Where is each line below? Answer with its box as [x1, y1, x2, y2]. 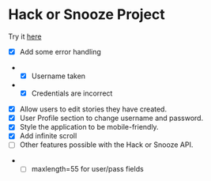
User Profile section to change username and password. [19, 113, 204, 123]
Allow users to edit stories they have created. [19, 104, 168, 114]
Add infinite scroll [19, 131, 77, 141]
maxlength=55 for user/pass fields [31, 164, 144, 174]
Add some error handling [19, 47, 101, 56]
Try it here [8, 32, 42, 41]
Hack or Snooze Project [8, 6, 166, 24]
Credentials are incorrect [31, 89, 113, 98]
